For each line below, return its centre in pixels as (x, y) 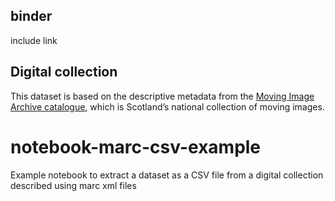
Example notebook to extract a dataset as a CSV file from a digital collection (167, 175)
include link (34, 40)
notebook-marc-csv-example (136, 146)
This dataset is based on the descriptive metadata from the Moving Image (162, 96)
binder (31, 16)
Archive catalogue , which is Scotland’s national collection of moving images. (167, 106)
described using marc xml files (73, 185)
